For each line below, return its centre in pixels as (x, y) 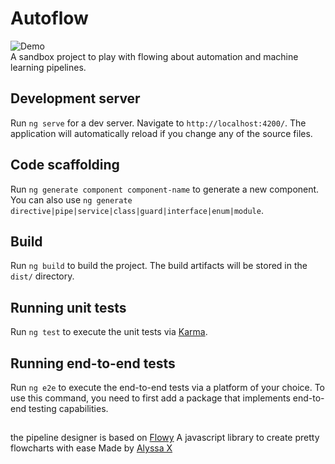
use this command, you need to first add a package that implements (150, 398)
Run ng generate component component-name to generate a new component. (165, 189)
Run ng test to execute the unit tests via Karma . (109, 332)
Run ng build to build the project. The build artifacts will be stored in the (159, 266)
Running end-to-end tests (93, 363)
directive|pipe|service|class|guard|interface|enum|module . (137, 210)
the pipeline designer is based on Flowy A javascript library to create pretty (165, 438)
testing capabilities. (68, 408)
